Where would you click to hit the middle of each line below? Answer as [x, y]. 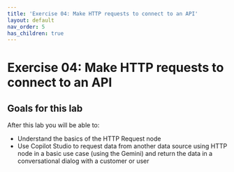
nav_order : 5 [26, 27]
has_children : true [36, 33]
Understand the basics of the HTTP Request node [89, 139]
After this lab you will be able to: [53, 125]
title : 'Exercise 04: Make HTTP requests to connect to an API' [103, 14]
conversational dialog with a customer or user [83, 161]
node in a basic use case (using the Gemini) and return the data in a [115, 154]
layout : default [31, 20]
